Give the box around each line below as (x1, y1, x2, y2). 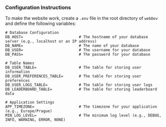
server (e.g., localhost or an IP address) (5, 39, 97, 44)
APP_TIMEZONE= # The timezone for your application (5, 104, 157, 110)
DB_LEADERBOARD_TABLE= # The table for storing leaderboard (5, 87, 157, 92)
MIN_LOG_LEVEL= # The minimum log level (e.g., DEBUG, (5, 113, 162, 118)
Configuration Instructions (5, 4, 71, 11)
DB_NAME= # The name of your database (5, 43, 140, 48)
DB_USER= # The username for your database (5, 48, 151, 53)
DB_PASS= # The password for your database (5, 52, 151, 57)
